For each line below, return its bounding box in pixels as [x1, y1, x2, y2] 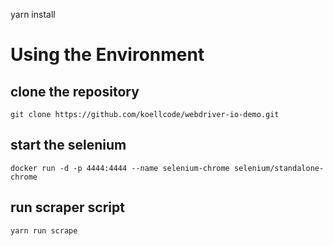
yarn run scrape [10, 225, 78, 236]
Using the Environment [10, 44, 205, 66]
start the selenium [10, 137, 127, 154]
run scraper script [10, 199, 125, 216]
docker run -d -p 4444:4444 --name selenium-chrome [10, 163, 230, 173]
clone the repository [10, 83, 140, 100]
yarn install [10, 9, 56, 20]
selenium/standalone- [233, 163, 325, 173]
